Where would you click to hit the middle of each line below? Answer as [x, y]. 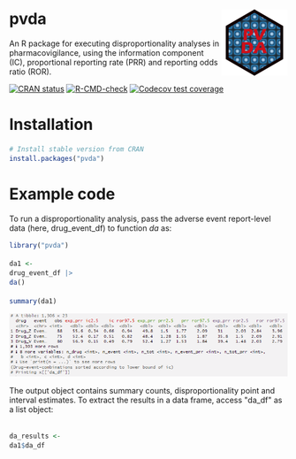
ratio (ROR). [30, 72]
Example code [62, 194]
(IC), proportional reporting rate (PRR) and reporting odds [114, 62]
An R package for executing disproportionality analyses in [114, 43]
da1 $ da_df [27, 445]
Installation [51, 125]
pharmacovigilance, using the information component [107, 52]
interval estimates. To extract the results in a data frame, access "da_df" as [146, 400]
